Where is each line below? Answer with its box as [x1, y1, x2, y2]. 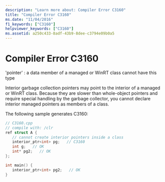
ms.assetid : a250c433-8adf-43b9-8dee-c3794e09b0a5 [5, 31, 115, 36]
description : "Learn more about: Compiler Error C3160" [5, 7, 126, 13]
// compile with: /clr [5, 125, 53, 130]
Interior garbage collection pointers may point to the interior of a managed [5, 85, 161, 91]
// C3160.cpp [5, 120, 33, 126]
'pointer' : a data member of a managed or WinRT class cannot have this [5, 69, 157, 76]
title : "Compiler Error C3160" [5, 12, 72, 17]
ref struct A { [5, 130, 38, 135]
